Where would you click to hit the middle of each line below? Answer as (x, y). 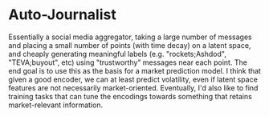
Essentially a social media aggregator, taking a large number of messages (130, 37)
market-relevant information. (55, 105)
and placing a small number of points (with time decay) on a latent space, (130, 45)
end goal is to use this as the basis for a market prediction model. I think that (134, 70)
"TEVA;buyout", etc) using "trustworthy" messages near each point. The (128, 62)
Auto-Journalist (62, 15)
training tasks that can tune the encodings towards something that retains (130, 96)
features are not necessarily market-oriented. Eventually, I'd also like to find (133, 88)
